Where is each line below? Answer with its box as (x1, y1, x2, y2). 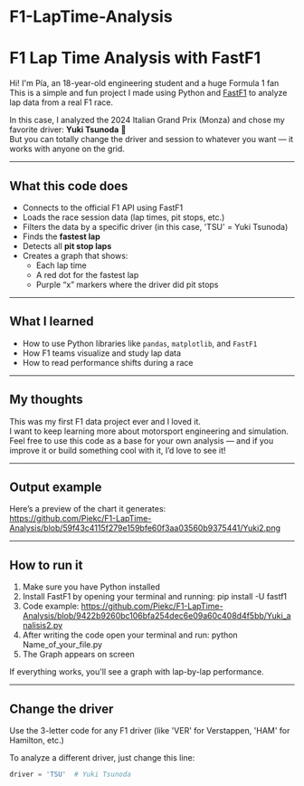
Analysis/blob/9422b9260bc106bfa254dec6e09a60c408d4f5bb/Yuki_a (22, 610, 291, 621)
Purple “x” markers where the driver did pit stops (35, 279, 219, 290)
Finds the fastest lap (22, 231, 101, 242)
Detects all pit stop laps (22, 240, 112, 251)
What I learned (9, 314, 94, 330)
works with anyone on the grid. (9, 143, 125, 155)
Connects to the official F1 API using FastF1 (22, 202, 184, 213)
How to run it (9, 557, 83, 572)
